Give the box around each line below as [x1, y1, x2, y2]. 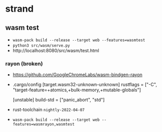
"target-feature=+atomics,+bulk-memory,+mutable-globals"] [12, 87, 141, 93]
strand [5, 3, 34, 15]
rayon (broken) [5, 60, 43, 67]
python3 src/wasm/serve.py [12, 43, 70, 48]
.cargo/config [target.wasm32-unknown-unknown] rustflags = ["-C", [12, 82, 157, 88]
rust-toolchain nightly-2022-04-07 [12, 107, 85, 113]
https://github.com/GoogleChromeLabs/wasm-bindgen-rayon [12, 72, 143, 78]
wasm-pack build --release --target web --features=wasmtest [12, 38, 146, 43]
